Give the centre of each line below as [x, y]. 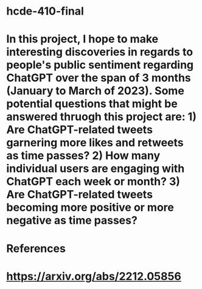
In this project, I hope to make [82, 39]
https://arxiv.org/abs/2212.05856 [94, 276]
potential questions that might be [92, 104]
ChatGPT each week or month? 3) [93, 182]
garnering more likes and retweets [95, 143]
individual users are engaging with [96, 169]
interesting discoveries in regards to [100, 52]
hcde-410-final [45, 11]
